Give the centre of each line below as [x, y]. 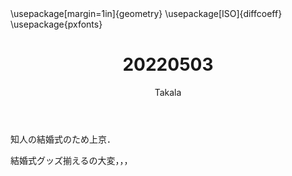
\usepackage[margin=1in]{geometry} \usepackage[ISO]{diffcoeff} [146, 13]
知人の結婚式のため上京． [63, 139]
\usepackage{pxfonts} [56, 24]
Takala [168, 92]
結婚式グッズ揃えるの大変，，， [71, 160]
